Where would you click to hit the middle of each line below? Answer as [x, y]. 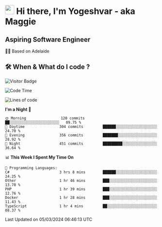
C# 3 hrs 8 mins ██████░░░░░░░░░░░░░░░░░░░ [81, 172]
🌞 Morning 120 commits [45, 118]
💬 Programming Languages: [31, 168]
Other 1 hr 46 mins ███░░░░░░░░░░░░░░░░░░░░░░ [81, 180]
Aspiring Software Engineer [48, 40]
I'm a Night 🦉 [18, 109]
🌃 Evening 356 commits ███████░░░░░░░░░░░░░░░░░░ [81, 135]
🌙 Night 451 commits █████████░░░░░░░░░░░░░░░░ [81, 144]
